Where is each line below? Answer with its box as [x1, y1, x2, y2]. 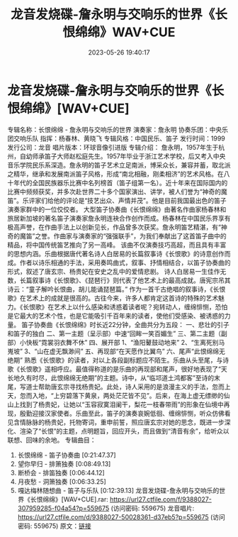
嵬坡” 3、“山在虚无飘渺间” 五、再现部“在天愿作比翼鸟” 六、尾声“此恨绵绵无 [7, 347, 225, 355]
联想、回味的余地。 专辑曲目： [7, 436, 96, 444]
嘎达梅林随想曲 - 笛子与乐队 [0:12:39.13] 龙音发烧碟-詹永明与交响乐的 [17, 486, 220, 494]
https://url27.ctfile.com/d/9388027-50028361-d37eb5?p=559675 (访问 [17, 512, 225, 521]
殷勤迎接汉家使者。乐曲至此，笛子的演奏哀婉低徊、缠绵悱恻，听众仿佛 [19, 409, 225, 417]
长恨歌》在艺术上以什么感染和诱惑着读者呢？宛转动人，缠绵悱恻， [22, 302, 215, 311]
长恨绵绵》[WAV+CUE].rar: [30, 494, 108, 504]
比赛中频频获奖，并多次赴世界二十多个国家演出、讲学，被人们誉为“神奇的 [7, 187, 222, 196]
